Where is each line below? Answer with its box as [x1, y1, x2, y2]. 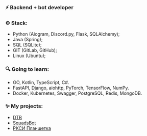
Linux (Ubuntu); [12, 52, 46, 59]
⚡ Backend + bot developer [5, 4, 74, 11]
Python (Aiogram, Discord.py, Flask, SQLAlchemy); [12, 31, 120, 37]
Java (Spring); [12, 37, 43, 43]
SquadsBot [12, 120, 36, 126]
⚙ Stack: [5, 19, 28, 26]
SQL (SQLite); [12, 42, 42, 48]
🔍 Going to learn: [5, 66, 50, 73]
